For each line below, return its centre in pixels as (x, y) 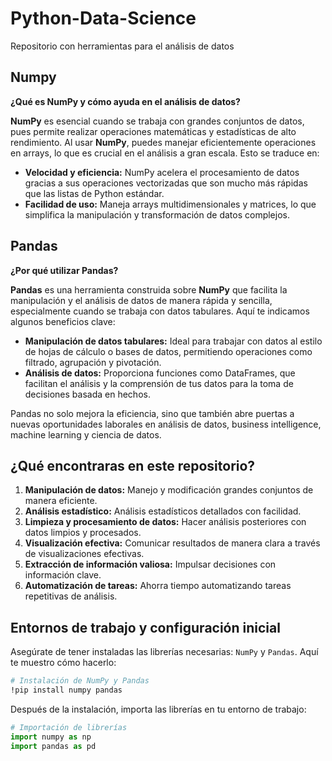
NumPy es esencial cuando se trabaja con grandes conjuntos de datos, (157, 121)
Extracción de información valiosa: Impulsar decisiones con (150, 564)
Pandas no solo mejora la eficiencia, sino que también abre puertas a (152, 413)
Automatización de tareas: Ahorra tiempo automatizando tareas (158, 586)
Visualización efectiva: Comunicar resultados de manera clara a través (172, 543)
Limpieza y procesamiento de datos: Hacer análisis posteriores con (165, 522)
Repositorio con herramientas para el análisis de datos (122, 46)
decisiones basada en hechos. (87, 394)
